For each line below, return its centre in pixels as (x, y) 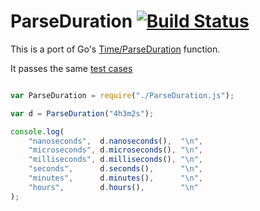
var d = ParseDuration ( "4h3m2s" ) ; (82, 113)
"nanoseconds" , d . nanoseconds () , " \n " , (115, 141)
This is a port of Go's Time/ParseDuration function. (115, 49)
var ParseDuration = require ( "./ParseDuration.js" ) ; (122, 95)
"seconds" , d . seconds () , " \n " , (115, 169)
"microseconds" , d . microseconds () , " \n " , (115, 150)
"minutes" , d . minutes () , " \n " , (115, 178)
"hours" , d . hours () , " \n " (113, 187)
